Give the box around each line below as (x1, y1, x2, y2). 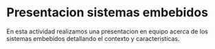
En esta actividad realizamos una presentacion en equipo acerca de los (6, 27, 209, 35)
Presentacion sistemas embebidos (6, 5, 209, 20)
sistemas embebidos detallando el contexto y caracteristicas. (6, 34, 180, 42)
